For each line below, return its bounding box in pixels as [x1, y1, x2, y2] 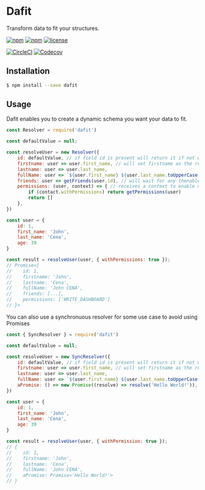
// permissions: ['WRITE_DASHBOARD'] [6, 297, 111, 303]
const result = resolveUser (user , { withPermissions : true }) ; [6, 257, 171, 263]
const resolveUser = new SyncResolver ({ [6, 354, 111, 360]
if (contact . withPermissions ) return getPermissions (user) [28, 189, 182, 195]
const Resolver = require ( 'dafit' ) [6, 127, 97, 133]
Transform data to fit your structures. [6, 24, 99, 32]
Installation [6, 66, 50, 76]
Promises [6, 319, 30, 327]
